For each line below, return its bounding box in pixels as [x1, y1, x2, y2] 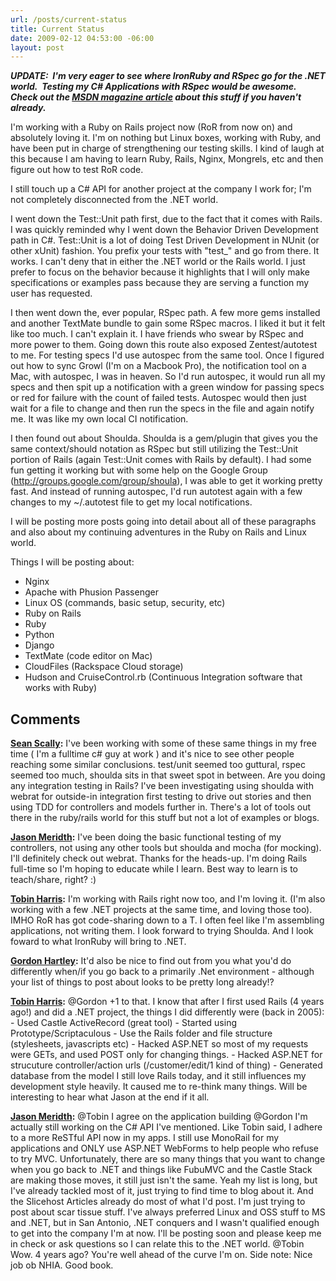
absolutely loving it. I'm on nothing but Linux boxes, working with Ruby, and [10, 132, 322, 144]
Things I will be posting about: [10, 556, 135, 568]
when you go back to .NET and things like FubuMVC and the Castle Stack [10, 1164, 313, 1176]
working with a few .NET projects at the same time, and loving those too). [10, 904, 313, 916]
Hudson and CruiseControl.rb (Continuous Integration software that [24, 671, 303, 683]
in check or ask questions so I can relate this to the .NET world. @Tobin [10, 1238, 305, 1250]
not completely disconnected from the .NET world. [10, 194, 219, 206]
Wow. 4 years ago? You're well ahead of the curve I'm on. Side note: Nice [10, 1249, 313, 1261]
